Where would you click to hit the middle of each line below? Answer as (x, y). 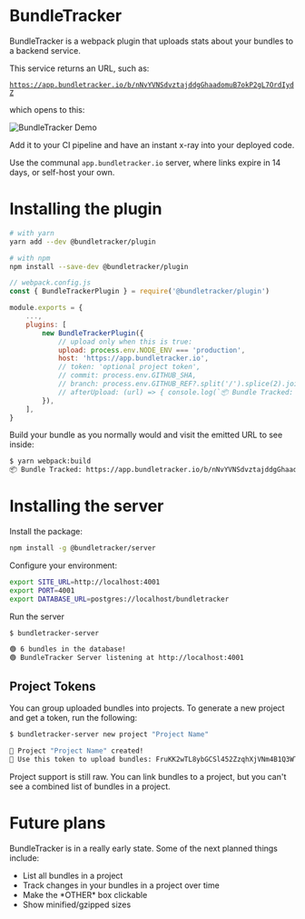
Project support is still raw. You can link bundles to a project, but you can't (148, 776)
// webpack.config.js (50, 283)
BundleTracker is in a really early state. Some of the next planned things (144, 848)
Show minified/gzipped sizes (77, 904)
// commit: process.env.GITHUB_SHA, (127, 375)
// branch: (79, 384)
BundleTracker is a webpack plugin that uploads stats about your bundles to (151, 41)
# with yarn (32, 233)
